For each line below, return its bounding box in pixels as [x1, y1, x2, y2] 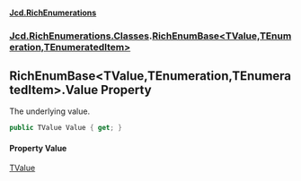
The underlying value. [9, 106, 91, 116]
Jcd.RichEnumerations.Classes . [9, 30, 153, 42]
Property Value [9, 142, 67, 153]
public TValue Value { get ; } [9, 124, 123, 133]
